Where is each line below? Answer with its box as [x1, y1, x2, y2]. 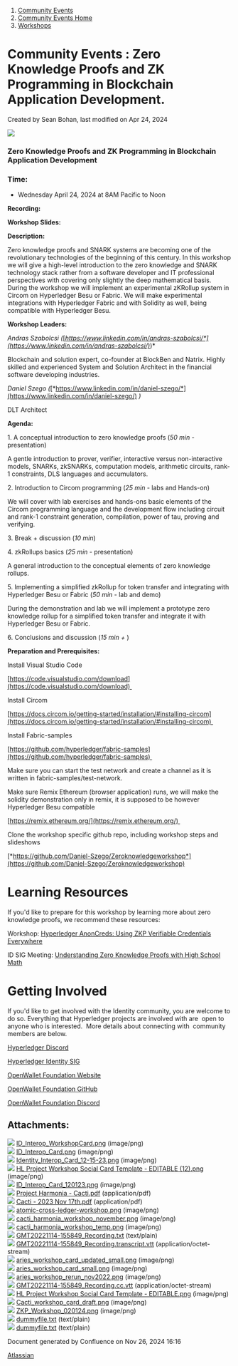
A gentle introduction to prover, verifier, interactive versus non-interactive [7, 455, 222, 463]
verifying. [7, 520, 36, 529]
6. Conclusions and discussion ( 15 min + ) [7, 633, 129, 642]
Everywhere [7, 937, 43, 946]
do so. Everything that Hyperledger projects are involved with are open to [7, 1015, 225, 1023]
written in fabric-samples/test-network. [7, 774, 123, 782]
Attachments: [7, 1119, 70, 1132]
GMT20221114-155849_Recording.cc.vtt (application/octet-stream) [16, 1280, 212, 1289]
